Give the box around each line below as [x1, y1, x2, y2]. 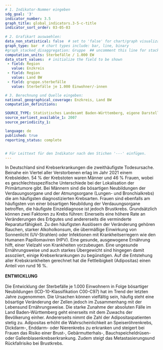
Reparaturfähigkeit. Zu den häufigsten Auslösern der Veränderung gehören [5, 221, 155, 227]
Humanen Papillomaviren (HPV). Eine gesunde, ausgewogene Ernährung [5, 237, 150, 242]
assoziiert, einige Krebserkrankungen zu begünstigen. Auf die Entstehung [5, 253, 153, 258]
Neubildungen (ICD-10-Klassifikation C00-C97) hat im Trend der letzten [5, 289, 148, 295]
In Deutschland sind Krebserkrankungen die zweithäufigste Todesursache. [5, 165, 154, 170]
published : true [5, 133, 38, 138]
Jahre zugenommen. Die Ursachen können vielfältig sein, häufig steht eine [5, 294, 154, 299]
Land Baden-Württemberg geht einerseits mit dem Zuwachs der [5, 310, 133, 315]
